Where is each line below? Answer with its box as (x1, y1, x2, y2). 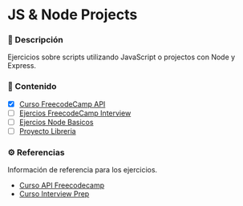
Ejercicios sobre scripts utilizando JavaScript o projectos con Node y (7, 52, 236, 62)
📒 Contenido (7, 81, 57, 92)
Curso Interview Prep (18, 189, 90, 199)
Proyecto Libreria (18, 126, 77, 135)
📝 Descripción (7, 34, 63, 46)
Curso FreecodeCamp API (18, 99, 106, 109)
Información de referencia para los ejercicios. (7, 165, 158, 175)
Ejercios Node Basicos (18, 117, 94, 127)
